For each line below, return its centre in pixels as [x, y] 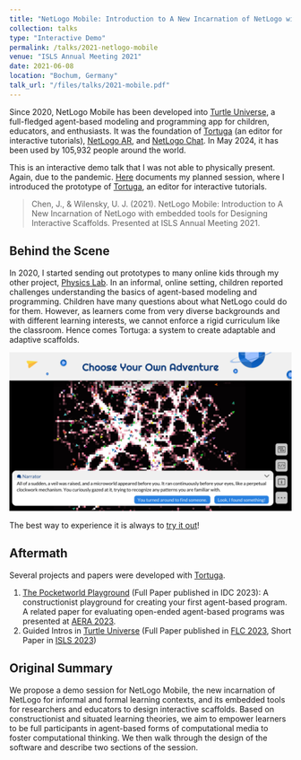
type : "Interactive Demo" [57, 38]
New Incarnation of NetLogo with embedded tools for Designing [149, 213]
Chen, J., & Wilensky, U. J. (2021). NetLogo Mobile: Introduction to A [157, 204]
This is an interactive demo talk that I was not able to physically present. [142, 167]
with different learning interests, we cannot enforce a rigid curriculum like [145, 320]
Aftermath [39, 553]
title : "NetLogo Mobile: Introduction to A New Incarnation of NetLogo [146, 19]
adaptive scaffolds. [45, 339]
